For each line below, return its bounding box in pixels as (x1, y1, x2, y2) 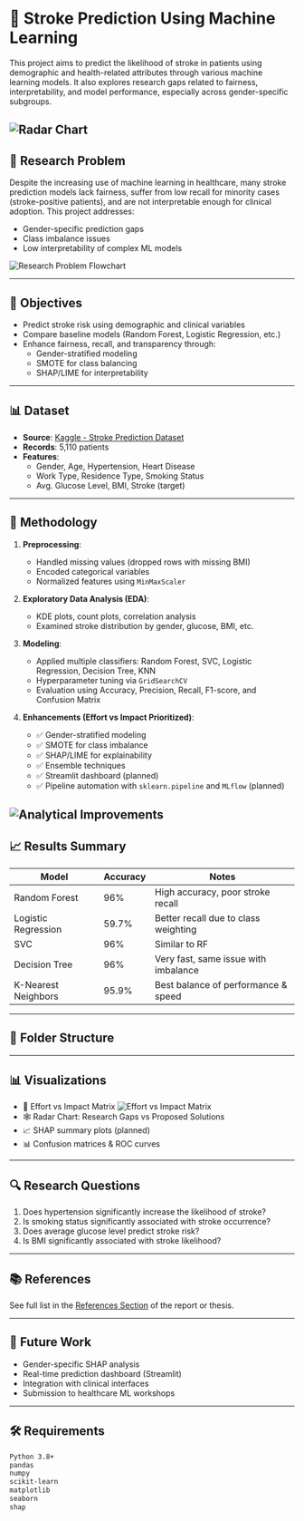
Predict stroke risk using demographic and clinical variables (22, 319, 246, 330)
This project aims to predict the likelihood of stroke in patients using (9, 57, 262, 68)
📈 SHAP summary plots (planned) (22, 1125, 151, 1136)
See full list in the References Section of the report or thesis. (9, 1300, 234, 1311)
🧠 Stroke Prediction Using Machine (9, 8, 276, 29)
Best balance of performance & (155, 978, 288, 991)
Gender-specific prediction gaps (22, 224, 145, 235)
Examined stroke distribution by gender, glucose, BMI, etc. (35, 620, 254, 631)
